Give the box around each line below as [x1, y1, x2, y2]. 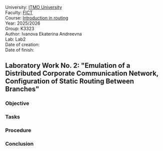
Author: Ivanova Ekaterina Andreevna [5, 31, 82, 37]
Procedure [5, 127, 31, 134]
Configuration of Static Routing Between [5, 77, 134, 86]
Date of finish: [5, 47, 34, 53]
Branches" [5, 85, 39, 93]
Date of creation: [5, 42, 40, 47]
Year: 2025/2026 [5, 20, 40, 26]
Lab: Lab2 [5, 36, 26, 42]
